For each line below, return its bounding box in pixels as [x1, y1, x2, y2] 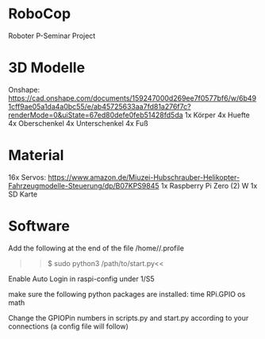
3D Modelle [8, 59, 86, 77]
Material [8, 147, 64, 165]
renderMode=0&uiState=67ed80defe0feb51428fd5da [8, 110, 184, 120]
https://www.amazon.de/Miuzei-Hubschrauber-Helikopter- [47, 172, 240, 182]
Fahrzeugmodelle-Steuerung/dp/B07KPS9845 [8, 181, 159, 190]
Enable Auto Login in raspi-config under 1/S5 [8, 274, 155, 284]
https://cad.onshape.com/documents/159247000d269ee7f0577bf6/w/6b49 [8, 93, 256, 103]
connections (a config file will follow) [8, 322, 129, 331]
